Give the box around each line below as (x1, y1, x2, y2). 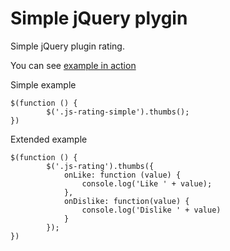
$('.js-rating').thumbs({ (46, 161, 155, 171)
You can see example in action (10, 59, 137, 71)
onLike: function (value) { (63, 170, 182, 180)
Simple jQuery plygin (10, 7, 188, 30)
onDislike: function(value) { (63, 196, 190, 206)
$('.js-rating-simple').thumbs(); (46, 107, 190, 117)
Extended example (10, 133, 88, 145)
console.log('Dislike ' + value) (81, 205, 222, 215)
